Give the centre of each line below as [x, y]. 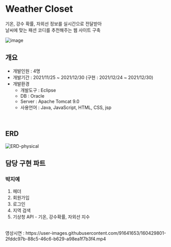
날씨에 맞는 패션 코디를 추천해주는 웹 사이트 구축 [53, 30]
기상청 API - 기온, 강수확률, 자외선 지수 [51, 217]
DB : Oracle [32, 96]
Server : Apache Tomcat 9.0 [50, 101]
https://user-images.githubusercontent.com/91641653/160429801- [96, 233]
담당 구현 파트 [26, 163]
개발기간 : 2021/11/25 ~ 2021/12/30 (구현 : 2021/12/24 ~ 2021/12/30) [83, 77]
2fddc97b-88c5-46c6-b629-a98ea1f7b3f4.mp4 [56, 239]
